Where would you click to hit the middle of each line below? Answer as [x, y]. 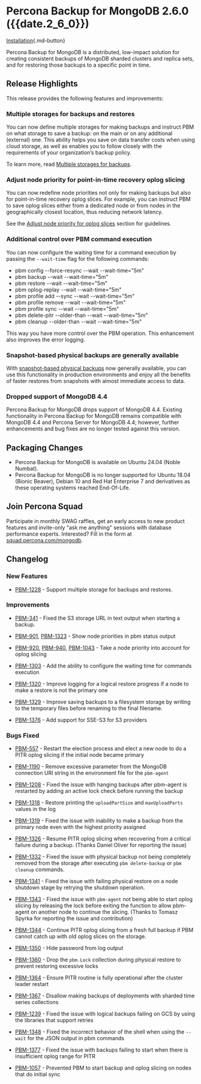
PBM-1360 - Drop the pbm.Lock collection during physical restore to [98, 960]
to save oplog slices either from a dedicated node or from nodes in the [93, 206]
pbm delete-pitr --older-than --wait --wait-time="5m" [81, 315]
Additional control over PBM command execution [79, 239]
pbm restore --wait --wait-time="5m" [61, 283]
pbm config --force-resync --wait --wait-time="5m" [79, 270]
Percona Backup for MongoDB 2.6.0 [97, 11]
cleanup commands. [40, 869]
